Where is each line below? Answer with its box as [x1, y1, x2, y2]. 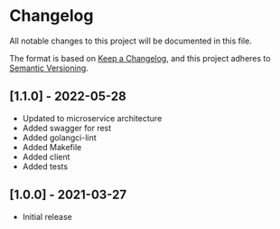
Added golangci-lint [22, 132, 97, 143]
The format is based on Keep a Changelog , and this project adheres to [9, 52, 271, 63]
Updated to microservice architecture [22, 112, 163, 123]
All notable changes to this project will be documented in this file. [9, 35, 253, 46]
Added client [22, 151, 70, 162]
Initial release [22, 211, 72, 222]
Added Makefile [22, 141, 82, 152]
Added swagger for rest [22, 122, 112, 133]
